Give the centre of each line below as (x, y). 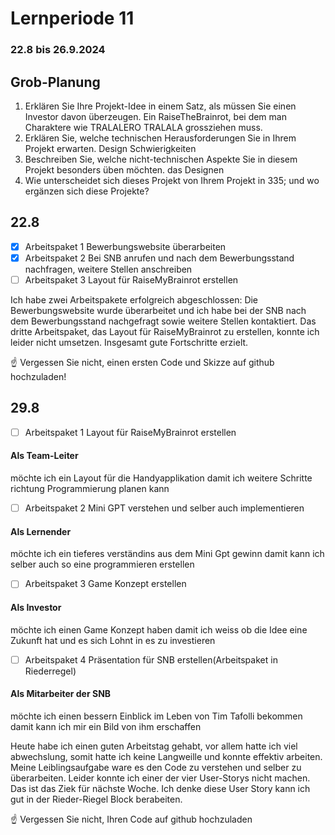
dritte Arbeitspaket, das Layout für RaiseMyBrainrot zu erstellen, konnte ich (165, 331)
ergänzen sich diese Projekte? (87, 191)
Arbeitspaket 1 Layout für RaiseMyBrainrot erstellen (130, 432)
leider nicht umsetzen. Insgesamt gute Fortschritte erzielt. (129, 342)
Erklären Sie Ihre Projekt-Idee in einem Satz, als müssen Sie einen (160, 106)
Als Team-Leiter (44, 456)
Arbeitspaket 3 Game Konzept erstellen (105, 584)
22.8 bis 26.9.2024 (58, 50)
